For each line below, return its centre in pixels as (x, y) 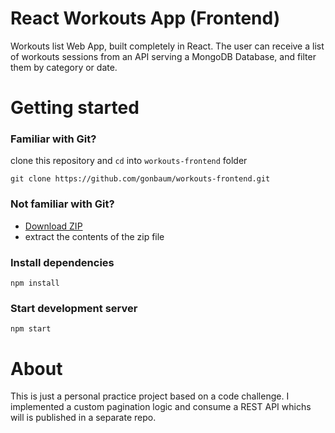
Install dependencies (62, 262)
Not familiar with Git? (62, 204)
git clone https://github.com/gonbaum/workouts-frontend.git (140, 179)
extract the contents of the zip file (94, 236)
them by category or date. (64, 67)
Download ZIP (53, 226)
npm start (31, 329)
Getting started (75, 108)
